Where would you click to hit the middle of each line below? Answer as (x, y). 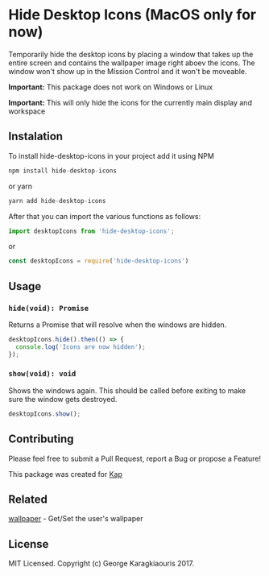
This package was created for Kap (66, 474)
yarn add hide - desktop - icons (57, 201)
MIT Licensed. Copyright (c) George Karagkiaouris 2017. (101, 564)
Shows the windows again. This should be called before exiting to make (127, 390)
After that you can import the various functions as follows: (105, 216)
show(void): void (42, 374)
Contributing (41, 439)
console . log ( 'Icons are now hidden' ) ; (81, 347)
